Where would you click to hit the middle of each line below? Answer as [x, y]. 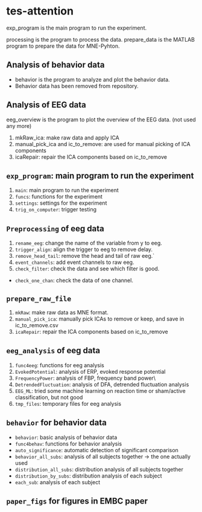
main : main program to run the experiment [67, 190]
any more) [19, 126]
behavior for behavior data [56, 423]
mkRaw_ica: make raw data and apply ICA [67, 138]
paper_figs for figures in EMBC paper [77, 501]
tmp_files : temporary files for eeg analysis [68, 403]
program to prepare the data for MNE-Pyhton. [63, 46]
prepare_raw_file [39, 299]
